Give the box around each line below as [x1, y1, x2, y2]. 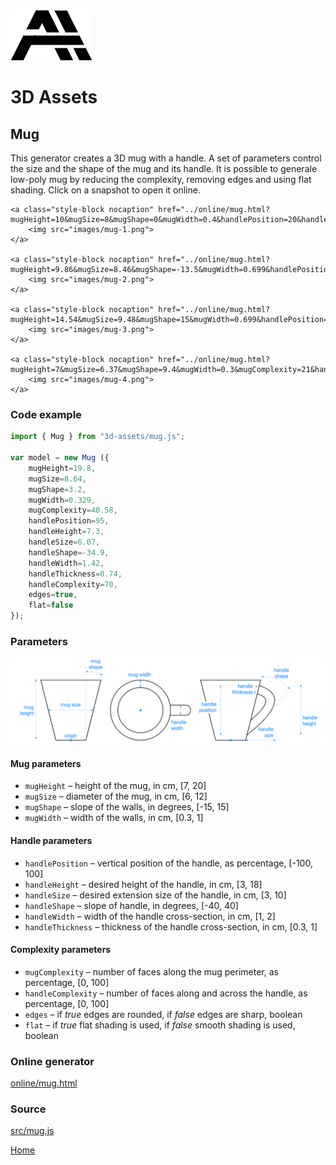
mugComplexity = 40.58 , [28, 505, 118, 516]
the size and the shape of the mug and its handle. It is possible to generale [10, 163, 318, 174]
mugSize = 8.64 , [28, 474, 87, 484]
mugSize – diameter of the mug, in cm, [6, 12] [24, 790, 208, 803]
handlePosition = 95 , [28, 516, 110, 526]
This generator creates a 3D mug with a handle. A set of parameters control [10, 152, 322, 164]
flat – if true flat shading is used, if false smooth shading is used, [24, 1019, 296, 1031]
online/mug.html [10, 1077, 78, 1089]
